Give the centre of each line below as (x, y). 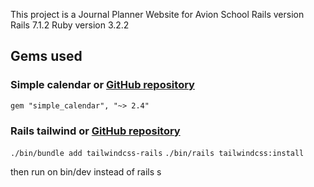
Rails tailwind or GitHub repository (95, 131)
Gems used (46, 56)
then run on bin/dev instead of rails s (86, 171)
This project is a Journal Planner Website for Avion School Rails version (157, 14)
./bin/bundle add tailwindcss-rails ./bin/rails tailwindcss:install (157, 153)
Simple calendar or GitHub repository (102, 85)
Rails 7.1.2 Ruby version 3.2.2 (70, 25)
